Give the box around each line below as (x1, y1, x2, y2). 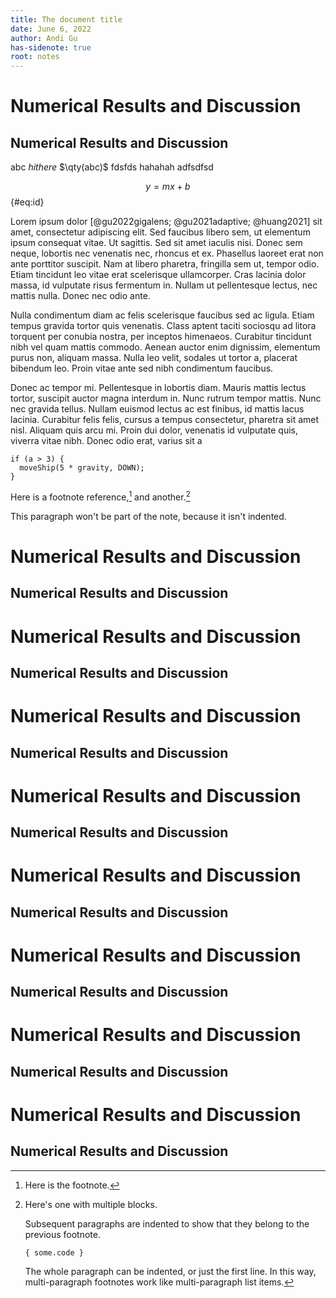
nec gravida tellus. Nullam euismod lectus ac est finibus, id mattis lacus (10, 403, 305, 415)
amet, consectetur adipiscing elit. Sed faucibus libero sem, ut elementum (10, 226, 311, 238)
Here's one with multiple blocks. (24, 1198, 158, 1210)
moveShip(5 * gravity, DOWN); (19, 463, 145, 473)
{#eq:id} (10, 196, 45, 208)
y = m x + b (145, 181, 191, 193)
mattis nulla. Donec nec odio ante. (10, 290, 151, 302)
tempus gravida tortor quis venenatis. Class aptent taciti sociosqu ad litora (10, 320, 317, 332)
